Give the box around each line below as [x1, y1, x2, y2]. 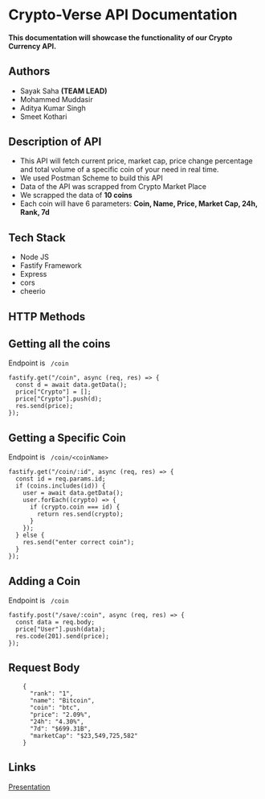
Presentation [8, 782, 51, 792]
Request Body [8, 661, 80, 675]
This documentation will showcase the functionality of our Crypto [8, 32, 233, 42]
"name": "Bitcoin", [29, 696, 95, 705]
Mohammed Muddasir [19, 94, 94, 104]
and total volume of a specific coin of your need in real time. [19, 165, 219, 175]
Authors [8, 64, 51, 78]
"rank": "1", [29, 690, 74, 698]
